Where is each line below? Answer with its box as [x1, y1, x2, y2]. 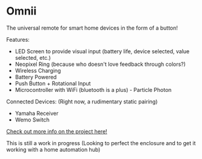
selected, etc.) [14, 54, 51, 61]
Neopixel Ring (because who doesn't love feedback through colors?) [14, 60, 186, 68]
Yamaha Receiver [14, 109, 58, 117]
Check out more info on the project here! [6, 128, 107, 135]
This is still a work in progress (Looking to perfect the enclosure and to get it [6, 139, 196, 146]
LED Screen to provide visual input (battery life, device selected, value [14, 47, 190, 55]
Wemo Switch [14, 116, 50, 123]
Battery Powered [14, 73, 57, 80]
